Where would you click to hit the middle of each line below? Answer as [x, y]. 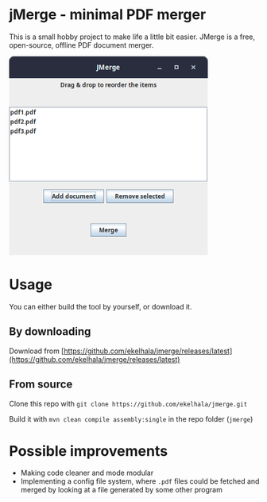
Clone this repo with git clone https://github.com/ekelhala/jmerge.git [128, 403]
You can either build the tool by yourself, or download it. [101, 306]
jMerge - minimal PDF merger [108, 15]
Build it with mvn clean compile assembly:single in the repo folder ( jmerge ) [131, 418]
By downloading [50, 332]
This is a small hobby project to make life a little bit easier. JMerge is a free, [132, 37]
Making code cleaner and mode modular [87, 473]
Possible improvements [89, 451]
